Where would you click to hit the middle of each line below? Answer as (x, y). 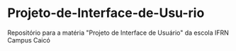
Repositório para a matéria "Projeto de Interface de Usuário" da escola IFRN (118, 33)
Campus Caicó (29, 40)
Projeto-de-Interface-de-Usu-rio (106, 13)
